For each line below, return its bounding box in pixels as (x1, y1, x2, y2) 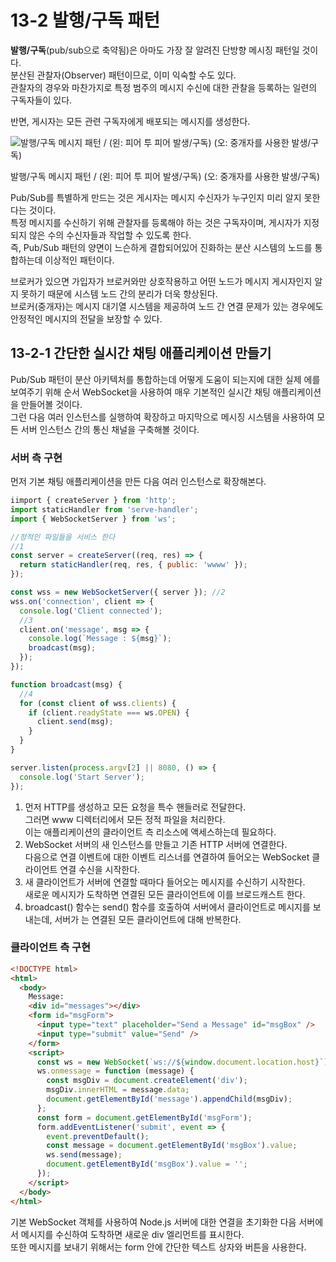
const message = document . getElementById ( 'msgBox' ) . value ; (46, 1141, 298, 1151)
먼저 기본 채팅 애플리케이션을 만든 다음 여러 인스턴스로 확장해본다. (10, 476, 267, 488)
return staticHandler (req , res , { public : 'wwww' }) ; (19, 560, 248, 570)
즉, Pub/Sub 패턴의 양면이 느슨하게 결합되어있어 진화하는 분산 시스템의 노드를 (10, 241, 313, 253)
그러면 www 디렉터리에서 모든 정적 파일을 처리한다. (24, 813, 226, 825)
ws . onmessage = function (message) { (36, 1066, 195, 1076)
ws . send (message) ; (46, 1150, 123, 1160)
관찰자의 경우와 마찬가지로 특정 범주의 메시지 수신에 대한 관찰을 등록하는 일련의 (10, 81, 318, 93)
